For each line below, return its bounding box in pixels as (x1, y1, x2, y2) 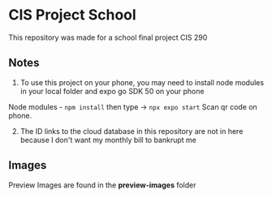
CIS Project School (8, 6, 136, 24)
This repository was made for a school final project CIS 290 (8, 32, 208, 42)
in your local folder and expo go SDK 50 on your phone (19, 86, 205, 96)
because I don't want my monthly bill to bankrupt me (19, 135, 197, 144)
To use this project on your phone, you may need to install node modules (19, 77, 265, 87)
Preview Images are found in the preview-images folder (8, 180, 196, 190)
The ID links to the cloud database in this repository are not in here (19, 126, 244, 136)
